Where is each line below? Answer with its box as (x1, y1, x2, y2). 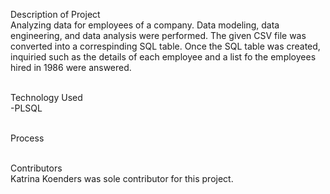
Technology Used (10, 92, 83, 103)
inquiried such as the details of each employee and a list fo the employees (10, 51, 317, 63)
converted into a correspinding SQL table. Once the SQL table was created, (10, 40, 321, 52)
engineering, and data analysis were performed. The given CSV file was (10, 30, 307, 41)
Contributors (10, 162, 63, 174)
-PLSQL (10, 102, 43, 114)
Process (10, 132, 45, 144)
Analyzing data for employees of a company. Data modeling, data (10, 19, 280, 31)
